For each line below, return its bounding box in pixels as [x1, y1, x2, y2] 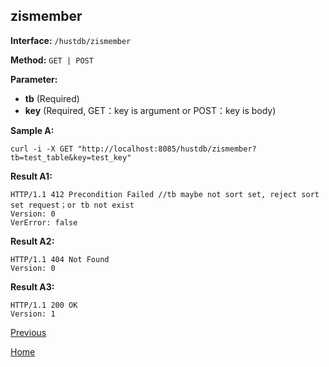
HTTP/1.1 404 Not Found [10, 254, 110, 264]
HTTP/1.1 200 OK [10, 300, 78, 310]
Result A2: [10, 235, 55, 247]
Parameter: [10, 73, 58, 85]
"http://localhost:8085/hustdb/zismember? [77, 144, 257, 154]
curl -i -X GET [10, 144, 74, 154]
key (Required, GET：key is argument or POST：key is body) [24, 104, 277, 116]
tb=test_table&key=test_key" [10, 152, 132, 163]
